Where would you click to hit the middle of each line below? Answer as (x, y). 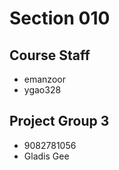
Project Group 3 (59, 121)
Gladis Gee (46, 156)
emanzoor (44, 79)
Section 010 (60, 18)
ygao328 (42, 90)
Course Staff (50, 55)
